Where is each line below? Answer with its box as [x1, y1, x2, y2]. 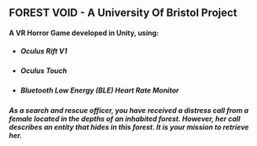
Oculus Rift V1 [20, 46, 68, 56]
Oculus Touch [20, 66, 68, 75]
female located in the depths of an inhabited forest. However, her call [9, 114, 240, 123]
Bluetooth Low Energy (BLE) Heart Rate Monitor [20, 86, 179, 95]
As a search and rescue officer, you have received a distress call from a [9, 105, 249, 115]
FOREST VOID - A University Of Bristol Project [9, 6, 238, 20]
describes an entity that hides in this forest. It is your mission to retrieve [9, 122, 250, 132]
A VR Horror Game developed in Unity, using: [9, 27, 160, 38]
